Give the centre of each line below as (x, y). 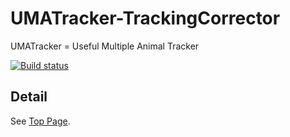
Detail (29, 97)
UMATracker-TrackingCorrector (145, 18)
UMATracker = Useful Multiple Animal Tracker (105, 46)
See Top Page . (40, 121)
